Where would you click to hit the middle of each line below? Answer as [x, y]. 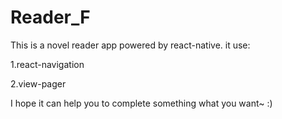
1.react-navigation [47, 64]
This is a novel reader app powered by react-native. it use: [130, 45]
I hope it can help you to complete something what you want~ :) [141, 103]
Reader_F [50, 17]
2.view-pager [38, 83]
